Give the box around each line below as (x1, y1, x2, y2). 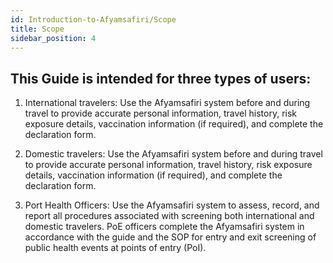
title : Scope (10, 24, 65, 34)
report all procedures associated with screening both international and (24, 210, 315, 222)
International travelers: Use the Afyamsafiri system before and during (24, 97, 311, 109)
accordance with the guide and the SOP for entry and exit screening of (24, 231, 317, 243)
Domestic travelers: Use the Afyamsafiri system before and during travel (24, 148, 323, 160)
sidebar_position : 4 (10, 33, 97, 43)
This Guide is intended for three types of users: (10, 70, 312, 87)
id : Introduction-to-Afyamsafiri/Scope (10, 14, 177, 25)
